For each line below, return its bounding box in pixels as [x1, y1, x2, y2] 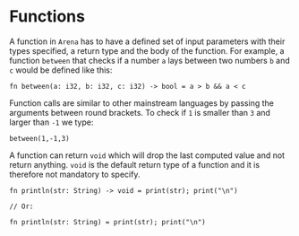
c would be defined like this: [9, 65, 113, 75]
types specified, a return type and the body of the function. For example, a [9, 45, 285, 56]
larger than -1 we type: [9, 117, 94, 127]
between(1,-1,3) [9, 134, 70, 143]
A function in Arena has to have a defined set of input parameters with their [9, 36, 286, 47]
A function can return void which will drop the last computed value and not [9, 150, 285, 161]
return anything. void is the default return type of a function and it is [9, 159, 261, 170]
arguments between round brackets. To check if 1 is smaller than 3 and [9, 107, 271, 118]
